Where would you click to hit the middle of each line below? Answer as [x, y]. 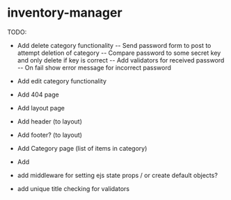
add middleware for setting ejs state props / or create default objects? [117, 175]
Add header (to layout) [49, 121]
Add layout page [41, 108]
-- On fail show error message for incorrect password [94, 67]
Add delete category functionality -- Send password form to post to [114, 45]
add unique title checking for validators [73, 188]
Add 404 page [38, 94]
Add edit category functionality [62, 81]
